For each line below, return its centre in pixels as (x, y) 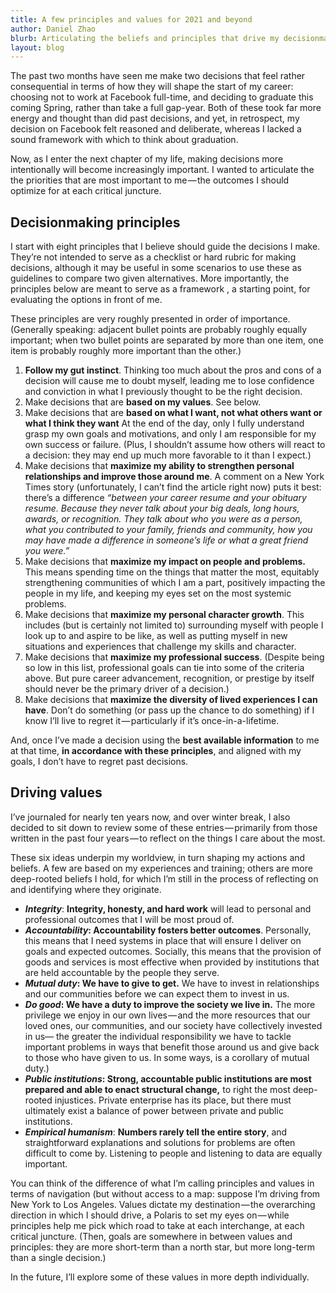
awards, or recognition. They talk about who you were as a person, (163, 519)
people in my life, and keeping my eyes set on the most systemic (158, 593)
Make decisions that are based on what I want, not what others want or (173, 413)
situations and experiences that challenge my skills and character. (160, 647)
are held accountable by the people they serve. (122, 972)
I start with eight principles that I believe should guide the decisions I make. (165, 247)
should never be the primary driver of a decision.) (127, 689)
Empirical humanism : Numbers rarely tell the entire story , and (156, 1132)
